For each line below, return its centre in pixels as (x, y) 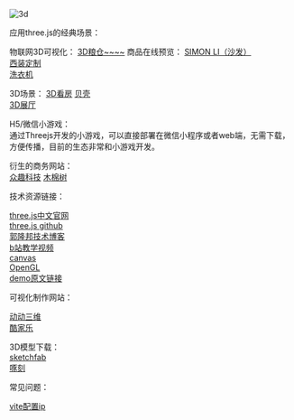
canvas (23, 258)
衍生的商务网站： (41, 166)
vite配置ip (28, 406)
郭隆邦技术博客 (37, 236)
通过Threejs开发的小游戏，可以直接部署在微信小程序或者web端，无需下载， (150, 135)
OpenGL (25, 267)
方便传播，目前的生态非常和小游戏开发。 (84, 146)
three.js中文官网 (39, 215)
